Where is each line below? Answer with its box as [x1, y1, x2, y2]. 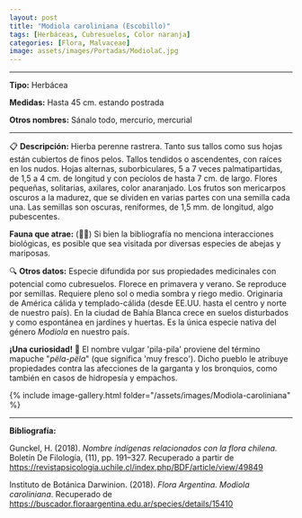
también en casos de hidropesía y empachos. [9, 372, 178, 383]
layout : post [9, 13, 58, 22]
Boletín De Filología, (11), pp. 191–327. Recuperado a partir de [9, 452, 235, 463]
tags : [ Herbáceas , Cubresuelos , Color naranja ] [9, 30, 191, 39]
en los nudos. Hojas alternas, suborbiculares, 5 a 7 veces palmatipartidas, [9, 164, 283, 174]
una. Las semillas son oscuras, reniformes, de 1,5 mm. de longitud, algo [9, 201, 274, 212]
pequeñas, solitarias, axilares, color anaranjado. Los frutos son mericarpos [9, 183, 286, 193]
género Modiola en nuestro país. [9, 326, 130, 337]
